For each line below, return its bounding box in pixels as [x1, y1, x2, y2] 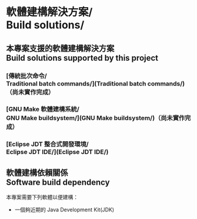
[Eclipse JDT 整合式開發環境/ [6, 140, 89, 148]
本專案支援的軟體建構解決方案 [6, 43, 115, 53]
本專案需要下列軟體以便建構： [6, 194, 78, 201]
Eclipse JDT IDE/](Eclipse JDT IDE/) [6, 148, 109, 156]
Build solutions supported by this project [6, 53, 159, 63]
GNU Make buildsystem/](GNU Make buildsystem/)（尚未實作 [6, 114, 185, 122]
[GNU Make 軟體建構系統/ [6, 105, 79, 113]
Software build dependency [6, 177, 110, 187]
